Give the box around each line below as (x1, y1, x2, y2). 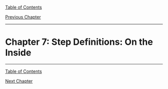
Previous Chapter (5, 14, 41, 20)
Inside (5, 47, 31, 58)
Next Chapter (5, 78, 33, 84)
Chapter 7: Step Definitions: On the (5, 36, 153, 48)
